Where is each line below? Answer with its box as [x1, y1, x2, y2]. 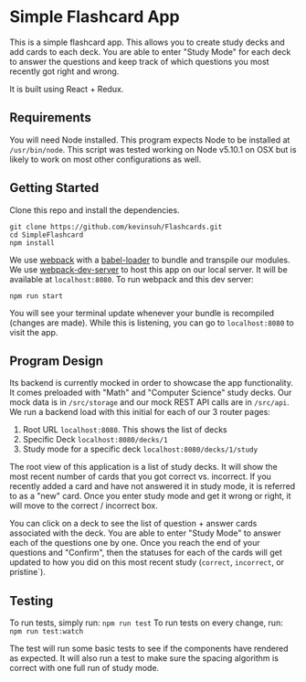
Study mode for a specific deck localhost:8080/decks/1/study [22, 443, 259, 454]
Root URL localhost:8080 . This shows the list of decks [22, 424, 228, 435]
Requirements [9, 110, 91, 125]
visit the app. [9, 326, 58, 337]
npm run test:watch [9, 627, 84, 636]
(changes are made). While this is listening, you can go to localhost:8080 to [9, 317, 294, 328]
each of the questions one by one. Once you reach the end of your [9, 538, 260, 549]
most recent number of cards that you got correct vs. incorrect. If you [9, 471, 272, 482]
